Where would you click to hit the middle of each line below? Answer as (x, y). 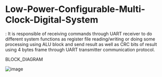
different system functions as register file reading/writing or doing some (80, 39)
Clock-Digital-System (52, 20)
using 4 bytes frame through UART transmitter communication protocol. (80, 49)
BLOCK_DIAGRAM (24, 59)
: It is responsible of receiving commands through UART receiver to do (79, 33)
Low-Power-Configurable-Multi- (75, 9)
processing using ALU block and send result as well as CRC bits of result (81, 44)
